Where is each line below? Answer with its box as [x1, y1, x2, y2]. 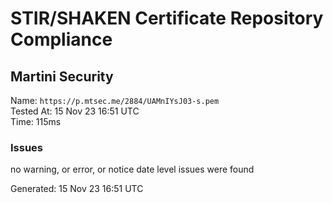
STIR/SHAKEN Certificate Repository [10, 7, 324, 30]
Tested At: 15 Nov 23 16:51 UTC [10, 105, 140, 117]
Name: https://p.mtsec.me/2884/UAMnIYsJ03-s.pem [10, 95, 220, 106]
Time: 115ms [10, 116, 62, 127]
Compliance [10, 28, 113, 51]
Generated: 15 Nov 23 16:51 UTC [10, 183, 144, 195]
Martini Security [10, 68, 114, 85]
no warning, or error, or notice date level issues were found [10, 163, 255, 176]
